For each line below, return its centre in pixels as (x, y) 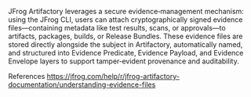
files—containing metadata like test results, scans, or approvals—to (117, 28)
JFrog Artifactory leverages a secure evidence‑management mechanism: (126, 11)
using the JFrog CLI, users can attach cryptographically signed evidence (125, 20)
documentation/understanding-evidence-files (82, 84)
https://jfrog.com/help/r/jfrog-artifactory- (113, 76)
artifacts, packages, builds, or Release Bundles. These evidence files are (125, 36)
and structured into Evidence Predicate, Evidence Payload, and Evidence (126, 53)
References (27, 76)
